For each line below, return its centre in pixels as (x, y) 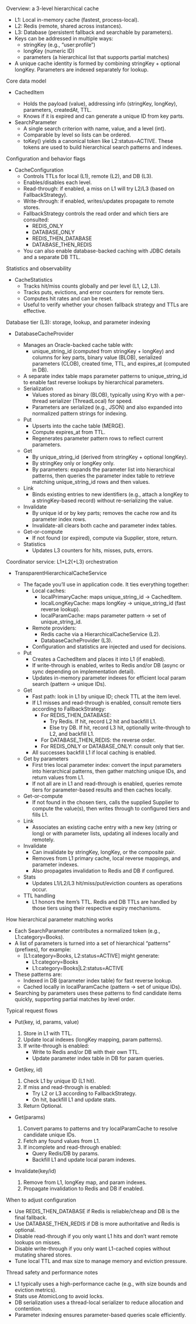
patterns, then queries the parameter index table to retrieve (103, 476)
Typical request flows (32, 1011)
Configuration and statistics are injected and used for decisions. (109, 646)
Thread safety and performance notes (52, 1272)
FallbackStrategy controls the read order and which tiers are (96, 214)
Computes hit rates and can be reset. (68, 298)
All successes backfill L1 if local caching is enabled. (94, 753)
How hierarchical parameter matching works (60, 919)
